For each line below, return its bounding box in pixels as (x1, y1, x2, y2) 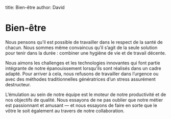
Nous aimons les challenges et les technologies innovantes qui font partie (5, 60, 160, 66)
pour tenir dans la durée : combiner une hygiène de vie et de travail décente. (5, 50, 166, 56)
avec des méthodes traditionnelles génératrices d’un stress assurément (5, 76, 156, 82)
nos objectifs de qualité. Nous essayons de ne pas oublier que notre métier (5, 97, 163, 103)
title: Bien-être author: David (5, 5, 65, 10)
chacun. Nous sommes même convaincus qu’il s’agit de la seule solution (5, 44, 158, 51)
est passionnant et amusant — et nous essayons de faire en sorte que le (5, 102, 157, 108)
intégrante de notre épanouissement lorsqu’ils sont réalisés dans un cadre (5, 65, 162, 71)
